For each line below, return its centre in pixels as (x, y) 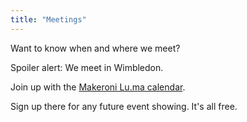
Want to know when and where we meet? (95, 48)
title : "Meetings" (48, 19)
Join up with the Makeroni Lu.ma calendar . (98, 87)
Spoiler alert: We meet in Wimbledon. (87, 67)
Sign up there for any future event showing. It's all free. (124, 106)
